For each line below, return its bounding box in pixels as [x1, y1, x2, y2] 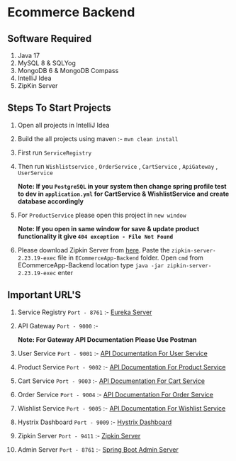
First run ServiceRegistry [17, 148, 92, 157]
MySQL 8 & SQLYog [17, 59, 77, 67]
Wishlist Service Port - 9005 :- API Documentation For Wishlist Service [17, 404, 226, 412]
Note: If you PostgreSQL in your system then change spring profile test [17, 182, 227, 190]
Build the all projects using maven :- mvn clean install [17, 134, 179, 143]
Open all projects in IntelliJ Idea [17, 121, 110, 129]
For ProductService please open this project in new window [17, 211, 186, 219]
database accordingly [17, 196, 84, 206]
